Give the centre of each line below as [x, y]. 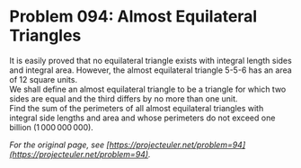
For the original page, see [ [59, 145]
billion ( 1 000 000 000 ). [52, 127]
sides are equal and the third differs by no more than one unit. [124, 98]
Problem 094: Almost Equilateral [133, 17]
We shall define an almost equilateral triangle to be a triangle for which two [148, 89]
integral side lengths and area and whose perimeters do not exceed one [142, 118]
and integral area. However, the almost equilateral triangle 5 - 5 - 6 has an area [150, 70]
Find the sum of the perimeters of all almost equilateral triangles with [137, 108]
